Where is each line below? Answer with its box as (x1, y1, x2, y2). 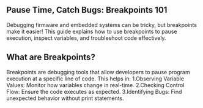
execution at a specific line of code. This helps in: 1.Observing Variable (6, 75, 185, 82)
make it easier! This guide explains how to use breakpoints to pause (6, 28, 177, 35)
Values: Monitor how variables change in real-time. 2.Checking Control (6, 81, 185, 88)
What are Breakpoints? (6, 52, 96, 63)
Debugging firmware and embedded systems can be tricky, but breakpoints (6, 21, 197, 28)
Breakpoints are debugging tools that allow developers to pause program (6, 68, 191, 75)
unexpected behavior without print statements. (6, 94, 124, 102)
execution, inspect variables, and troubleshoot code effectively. (6, 34, 166, 42)
